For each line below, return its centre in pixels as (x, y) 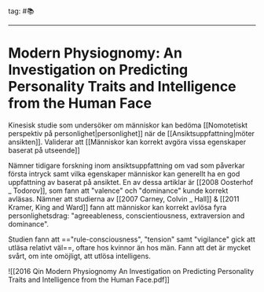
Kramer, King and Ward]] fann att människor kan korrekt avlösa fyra (117, 207)
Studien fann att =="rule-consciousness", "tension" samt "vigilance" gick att (132, 239)
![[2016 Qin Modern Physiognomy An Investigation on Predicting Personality (131, 271)
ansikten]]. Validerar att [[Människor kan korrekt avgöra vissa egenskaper (127, 142)
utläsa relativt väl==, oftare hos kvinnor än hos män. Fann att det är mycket (130, 247)
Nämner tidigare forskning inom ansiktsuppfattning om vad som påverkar (126, 165)
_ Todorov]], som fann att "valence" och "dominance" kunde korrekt (118, 190)
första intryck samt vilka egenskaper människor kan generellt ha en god (124, 174)
